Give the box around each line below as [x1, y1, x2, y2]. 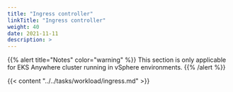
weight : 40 [7, 23, 40, 30]
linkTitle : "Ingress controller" [7, 17, 106, 24]
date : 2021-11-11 [7, 29, 59, 37]
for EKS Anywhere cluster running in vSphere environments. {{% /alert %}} [7, 63, 226, 72]
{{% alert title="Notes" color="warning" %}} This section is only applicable [7, 55, 227, 64]
